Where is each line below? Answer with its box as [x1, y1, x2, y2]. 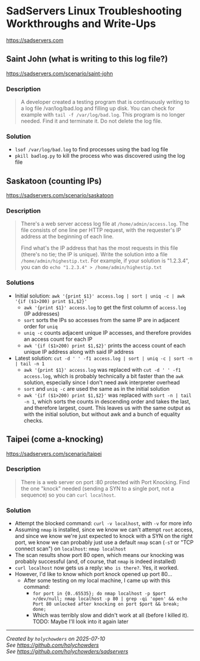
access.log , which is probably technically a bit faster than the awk [23, 372, 184, 380]
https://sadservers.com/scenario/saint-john [6, 70, 113, 77]
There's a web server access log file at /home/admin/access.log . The [20, 220, 189, 228]
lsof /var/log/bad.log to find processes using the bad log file [14, 146, 168, 153]
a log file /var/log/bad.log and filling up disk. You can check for [20, 105, 176, 112]
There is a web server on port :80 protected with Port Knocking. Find [20, 478, 190, 485]
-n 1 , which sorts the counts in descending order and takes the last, [23, 397, 190, 405]
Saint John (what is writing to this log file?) [6, 54, 168, 64]
